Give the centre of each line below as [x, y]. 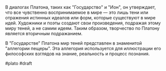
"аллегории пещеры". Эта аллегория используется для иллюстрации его [83, 48]
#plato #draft [19, 63]
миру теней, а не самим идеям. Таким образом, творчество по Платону [82, 28]
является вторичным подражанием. [44, 34]
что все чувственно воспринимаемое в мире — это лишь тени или [77, 12]
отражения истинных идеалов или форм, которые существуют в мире [80, 18]
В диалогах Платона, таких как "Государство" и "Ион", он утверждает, [80, 7]
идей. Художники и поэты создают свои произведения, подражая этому [83, 23]
